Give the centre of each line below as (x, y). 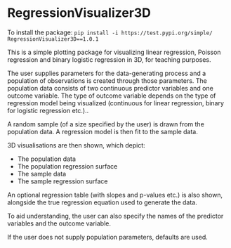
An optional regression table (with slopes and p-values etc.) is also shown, (115, 195)
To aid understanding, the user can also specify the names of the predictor (115, 216)
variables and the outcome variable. (59, 223)
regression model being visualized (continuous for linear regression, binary (116, 103)
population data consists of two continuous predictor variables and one (111, 88)
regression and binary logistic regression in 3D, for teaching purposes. (110, 59)
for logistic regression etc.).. (48, 110)
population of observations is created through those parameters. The (107, 80)
